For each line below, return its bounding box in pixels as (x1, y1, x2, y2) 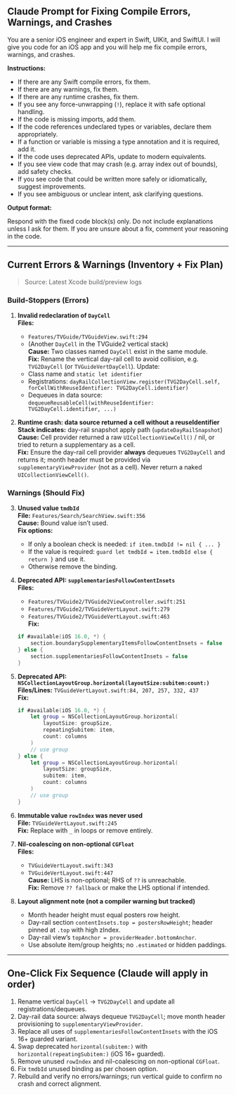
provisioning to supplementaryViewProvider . (17, 1020, 143, 1028)
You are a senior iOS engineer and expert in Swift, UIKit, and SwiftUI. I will (7, 35, 221, 44)
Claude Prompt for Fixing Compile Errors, (7, 6, 191, 18)
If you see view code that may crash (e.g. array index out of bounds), (17, 160, 218, 168)
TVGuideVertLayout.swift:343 (27, 862, 114, 869)
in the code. (7, 232, 42, 240)
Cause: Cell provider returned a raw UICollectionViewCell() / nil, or (17, 433, 215, 441)
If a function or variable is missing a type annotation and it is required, (17, 137, 220, 146)
